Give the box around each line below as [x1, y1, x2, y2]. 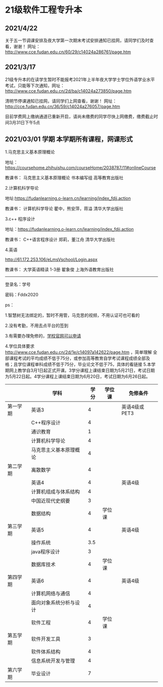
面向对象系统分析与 [31, 599, 75, 606]
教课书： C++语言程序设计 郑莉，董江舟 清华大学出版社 [5, 236, 115, 242]
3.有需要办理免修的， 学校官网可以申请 [5, 333, 81, 338]
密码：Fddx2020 [5, 291, 39, 297]
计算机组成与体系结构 [31, 488, 80, 495]
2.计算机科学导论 [5, 185, 39, 191]
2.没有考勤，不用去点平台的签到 [5, 322, 69, 328]
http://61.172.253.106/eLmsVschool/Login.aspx [5, 256, 98, 262]
